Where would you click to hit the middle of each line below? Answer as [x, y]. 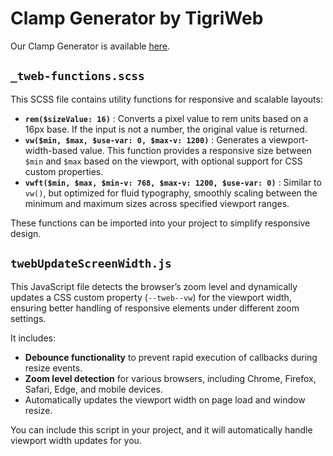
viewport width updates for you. [76, 440]
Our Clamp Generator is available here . [90, 46]
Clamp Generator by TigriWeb [137, 18]
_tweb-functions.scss [77, 76]
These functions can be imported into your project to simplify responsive [160, 223]
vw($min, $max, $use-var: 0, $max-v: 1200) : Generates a [145, 139]
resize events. [53, 368]
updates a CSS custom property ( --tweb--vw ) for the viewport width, [151, 297]
